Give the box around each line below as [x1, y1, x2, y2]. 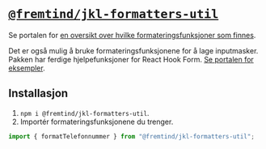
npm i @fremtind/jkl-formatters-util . [19, 108, 150, 117]
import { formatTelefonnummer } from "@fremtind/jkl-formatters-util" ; [8, 132, 255, 140]
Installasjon [8, 87, 69, 100]
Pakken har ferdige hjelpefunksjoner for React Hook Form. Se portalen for [8, 54, 255, 64]
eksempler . [8, 63, 46, 73]
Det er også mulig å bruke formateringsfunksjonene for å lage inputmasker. [8, 45, 259, 55]
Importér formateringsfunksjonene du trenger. [19, 117, 174, 126]
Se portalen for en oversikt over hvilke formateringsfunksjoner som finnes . [8, 30, 256, 40]
